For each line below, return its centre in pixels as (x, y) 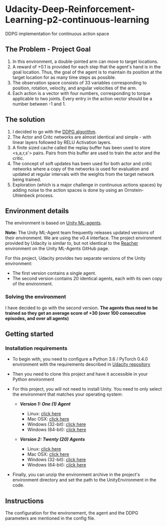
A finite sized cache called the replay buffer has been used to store (81, 147)
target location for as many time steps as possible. (64, 77)
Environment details (37, 211)
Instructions (24, 501)
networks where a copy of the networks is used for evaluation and (81, 169)
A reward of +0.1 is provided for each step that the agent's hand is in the (86, 66)
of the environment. (33, 284)
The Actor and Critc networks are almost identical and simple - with (82, 137)
